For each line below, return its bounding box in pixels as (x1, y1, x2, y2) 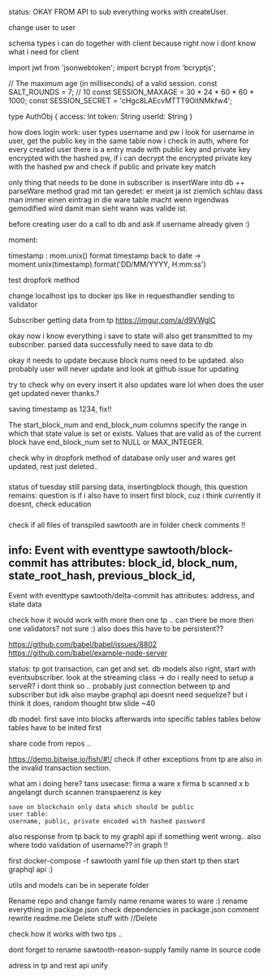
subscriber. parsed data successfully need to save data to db (8, 340, 214, 349)
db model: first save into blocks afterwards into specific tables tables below (8, 714, 261, 724)
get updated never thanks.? (8, 389, 100, 398)
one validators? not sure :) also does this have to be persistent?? (8, 624, 224, 633)
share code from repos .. (8, 738, 92, 748)
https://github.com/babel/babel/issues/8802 (8, 639, 158, 649)
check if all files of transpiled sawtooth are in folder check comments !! (8, 519, 246, 529)
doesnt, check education (8, 499, 92, 509)
